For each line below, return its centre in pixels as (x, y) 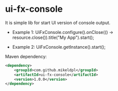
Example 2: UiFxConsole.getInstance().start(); (59, 47)
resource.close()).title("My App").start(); (53, 37)
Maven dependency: (26, 56)
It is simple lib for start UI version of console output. (58, 23)
